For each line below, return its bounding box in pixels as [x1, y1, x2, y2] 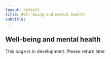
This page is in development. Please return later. [5, 48, 106, 54]
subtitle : [5, 16, 26, 21]
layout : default [5, 7, 40, 12]
